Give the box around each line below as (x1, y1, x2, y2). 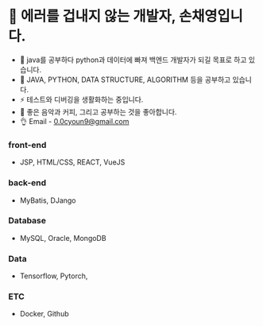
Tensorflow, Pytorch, (19, 271, 88, 281)
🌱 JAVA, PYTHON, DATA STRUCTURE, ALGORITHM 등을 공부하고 (19, 75, 231, 84)
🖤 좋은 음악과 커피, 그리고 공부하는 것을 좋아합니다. (19, 107, 177, 116)
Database (8, 215, 46, 227)
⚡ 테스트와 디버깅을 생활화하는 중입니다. (19, 95, 144, 104)
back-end (8, 177, 47, 188)
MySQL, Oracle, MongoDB (19, 233, 106, 243)
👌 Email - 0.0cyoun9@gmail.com (19, 116, 130, 126)
